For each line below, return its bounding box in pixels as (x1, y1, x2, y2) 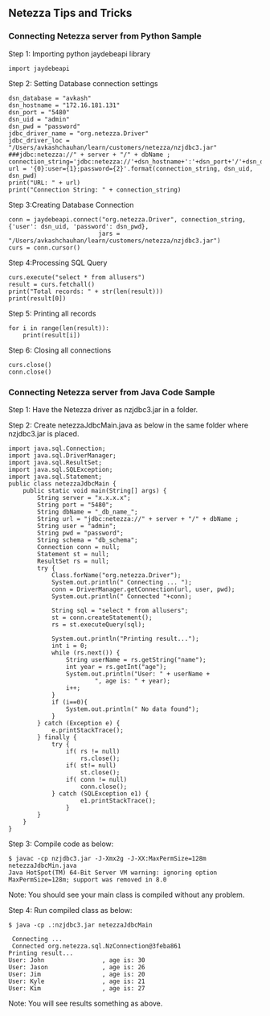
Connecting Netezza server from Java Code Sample (8, 386, 215, 398)
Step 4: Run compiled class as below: (8, 905, 133, 915)
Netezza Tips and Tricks (8, 6, 133, 20)
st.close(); (80, 768, 121, 776)
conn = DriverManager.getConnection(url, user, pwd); (51, 585, 235, 593)
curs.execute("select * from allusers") (8, 273, 146, 281)
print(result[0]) (8, 294, 67, 303)
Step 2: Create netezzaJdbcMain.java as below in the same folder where (8, 420, 249, 430)
